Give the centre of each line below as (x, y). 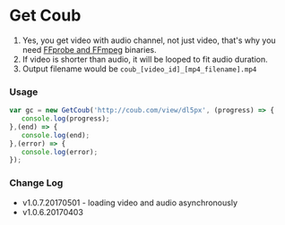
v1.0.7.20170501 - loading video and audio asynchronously (130, 203)
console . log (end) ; (56, 135)
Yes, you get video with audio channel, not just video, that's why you (149, 40)
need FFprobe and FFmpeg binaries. (89, 49)
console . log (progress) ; (65, 119)
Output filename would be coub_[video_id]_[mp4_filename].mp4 (139, 69)
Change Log (36, 183)
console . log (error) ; (60, 152)
